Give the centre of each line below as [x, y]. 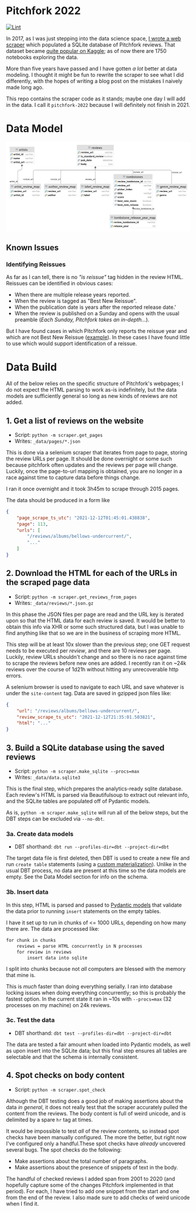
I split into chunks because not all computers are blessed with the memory [96, 969]
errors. [14, 675]
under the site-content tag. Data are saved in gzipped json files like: [89, 693]
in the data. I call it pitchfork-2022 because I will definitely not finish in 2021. [98, 105]
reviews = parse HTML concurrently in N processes [80, 946]
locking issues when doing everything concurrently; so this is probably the [96, 992]
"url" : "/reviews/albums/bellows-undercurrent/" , [78, 711]
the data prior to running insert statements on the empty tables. [84, 911]
